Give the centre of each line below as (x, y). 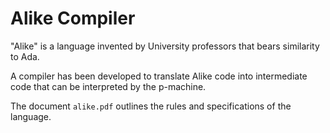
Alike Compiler (73, 18)
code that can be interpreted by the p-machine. (108, 86)
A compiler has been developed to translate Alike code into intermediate (159, 76)
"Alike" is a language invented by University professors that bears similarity (165, 46)
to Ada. (25, 56)
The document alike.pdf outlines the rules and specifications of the (151, 106)
